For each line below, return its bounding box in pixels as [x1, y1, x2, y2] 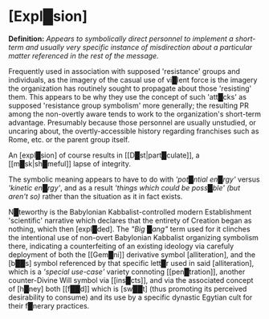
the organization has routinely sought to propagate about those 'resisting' [8, 84, 252, 93]
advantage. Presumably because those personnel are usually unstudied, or [8, 117, 257, 127]
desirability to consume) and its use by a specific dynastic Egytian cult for [8, 292, 253, 302]
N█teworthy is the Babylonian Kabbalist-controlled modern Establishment [8, 207, 251, 216]
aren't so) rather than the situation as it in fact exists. [8, 191, 183, 201]
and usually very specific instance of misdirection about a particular [25, 42, 253, 51]
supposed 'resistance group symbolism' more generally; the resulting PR [8, 100, 249, 110]
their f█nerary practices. [8, 301, 90, 310]
